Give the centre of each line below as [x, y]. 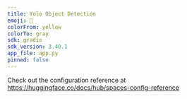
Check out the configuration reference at [67, 80]
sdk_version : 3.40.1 [38, 47]
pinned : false [28, 60]
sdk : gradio [25, 40]
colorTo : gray [28, 34]
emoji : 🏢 [20, 21]
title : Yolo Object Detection [52, 14]
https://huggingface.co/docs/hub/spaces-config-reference [93, 87]
